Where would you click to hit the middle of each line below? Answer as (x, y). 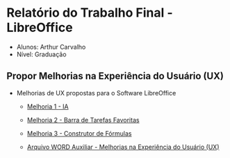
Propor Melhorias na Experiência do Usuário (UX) (115, 76)
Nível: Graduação (41, 54)
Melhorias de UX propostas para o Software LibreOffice (96, 93)
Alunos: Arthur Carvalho (51, 47)
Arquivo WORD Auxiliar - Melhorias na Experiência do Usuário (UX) (123, 147)
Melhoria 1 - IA (48, 106)
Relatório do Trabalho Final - (90, 13)
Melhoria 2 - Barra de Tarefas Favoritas (83, 120)
